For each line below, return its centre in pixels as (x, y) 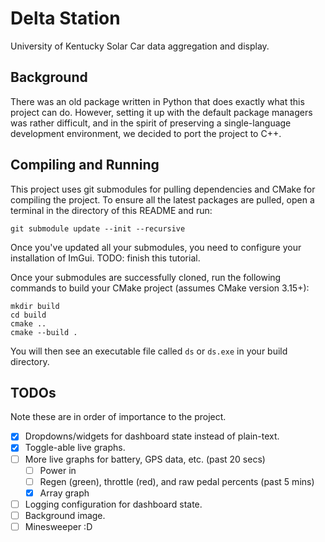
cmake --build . (44, 332)
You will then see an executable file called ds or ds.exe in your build (149, 351)
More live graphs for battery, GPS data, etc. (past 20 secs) (145, 459)
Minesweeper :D (58, 526)
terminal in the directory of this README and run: (111, 210)
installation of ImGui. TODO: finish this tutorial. (105, 258)
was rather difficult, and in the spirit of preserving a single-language (151, 123)
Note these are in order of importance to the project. (118, 417)
